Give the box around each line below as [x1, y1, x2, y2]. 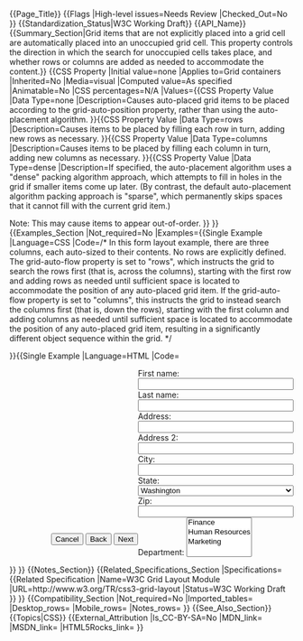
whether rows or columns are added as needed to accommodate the [9, 57, 264, 67]
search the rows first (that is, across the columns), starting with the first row [9, 266, 291, 276]
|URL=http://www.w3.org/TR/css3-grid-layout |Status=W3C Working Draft [9, 583, 286, 594]
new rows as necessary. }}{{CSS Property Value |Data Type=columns [9, 134, 268, 144]
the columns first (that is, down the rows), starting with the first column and [9, 304, 289, 315]
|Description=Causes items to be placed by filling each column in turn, [9, 143, 271, 153]
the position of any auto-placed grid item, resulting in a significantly [9, 323, 261, 334]
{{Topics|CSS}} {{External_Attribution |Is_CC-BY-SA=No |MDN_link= [9, 612, 263, 623]
